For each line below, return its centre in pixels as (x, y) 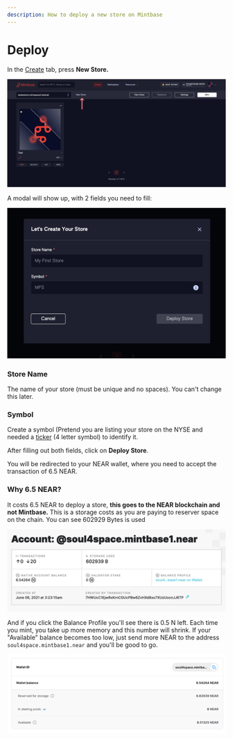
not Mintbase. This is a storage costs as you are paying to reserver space (113, 512)
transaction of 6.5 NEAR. (42, 471)
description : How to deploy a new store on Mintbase (85, 15)
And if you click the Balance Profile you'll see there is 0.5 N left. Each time (113, 622)
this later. (20, 396)
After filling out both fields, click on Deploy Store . (78, 451)
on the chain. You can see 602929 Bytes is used (76, 519)
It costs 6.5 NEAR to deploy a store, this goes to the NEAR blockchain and (114, 504)
